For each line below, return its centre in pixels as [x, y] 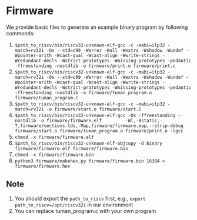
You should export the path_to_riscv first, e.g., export [80, 198]
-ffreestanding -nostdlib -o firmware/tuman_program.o [83, 92]
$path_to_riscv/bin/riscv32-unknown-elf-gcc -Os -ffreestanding [95, 115]
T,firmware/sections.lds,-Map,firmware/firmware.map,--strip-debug [99, 126]
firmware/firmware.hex [42, 166]
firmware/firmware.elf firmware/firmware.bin [71, 148]
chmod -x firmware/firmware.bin [54, 155]
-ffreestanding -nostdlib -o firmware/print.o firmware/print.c [95, 66]
